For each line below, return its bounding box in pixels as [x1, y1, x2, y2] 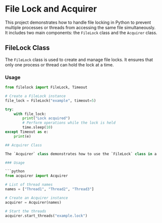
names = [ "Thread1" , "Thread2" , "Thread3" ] [5, 187, 94, 192]
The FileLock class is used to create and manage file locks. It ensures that [5, 57, 153, 63]
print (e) [14, 134, 31, 139]
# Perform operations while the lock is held [22, 120, 116, 126]
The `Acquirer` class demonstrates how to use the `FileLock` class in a [5, 151, 157, 156]
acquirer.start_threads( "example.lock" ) [5, 213, 88, 218]
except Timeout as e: [5, 129, 49, 134]
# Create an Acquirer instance [5, 195, 68, 200]
